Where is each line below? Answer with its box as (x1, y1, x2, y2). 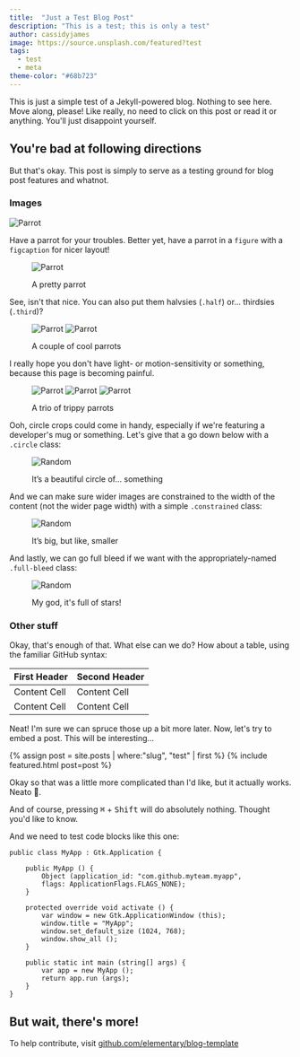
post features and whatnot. (9, 174, 109, 185)
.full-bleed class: (9, 562, 78, 572)
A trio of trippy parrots (31, 402, 115, 413)
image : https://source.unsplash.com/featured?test (9, 38, 202, 48)
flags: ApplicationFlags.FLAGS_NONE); (41, 880, 186, 889)
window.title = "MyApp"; (41, 919, 134, 929)
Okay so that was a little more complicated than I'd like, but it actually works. (9, 777, 292, 788)
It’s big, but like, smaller (31, 535, 119, 546)
